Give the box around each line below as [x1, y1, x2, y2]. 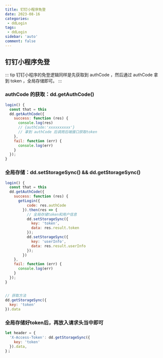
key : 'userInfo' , [31, 239, 67, 244]
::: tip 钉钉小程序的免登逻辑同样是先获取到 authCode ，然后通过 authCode [5, 71, 153, 78]
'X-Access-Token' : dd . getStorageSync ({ [9, 335, 91, 340]
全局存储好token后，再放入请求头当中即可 [5, 319, 104, 326]
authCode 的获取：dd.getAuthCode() [5, 91, 94, 98]
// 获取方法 [5, 293, 27, 298]
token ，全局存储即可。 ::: [10, 78, 62, 84]
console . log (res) [18, 120, 54, 125]
